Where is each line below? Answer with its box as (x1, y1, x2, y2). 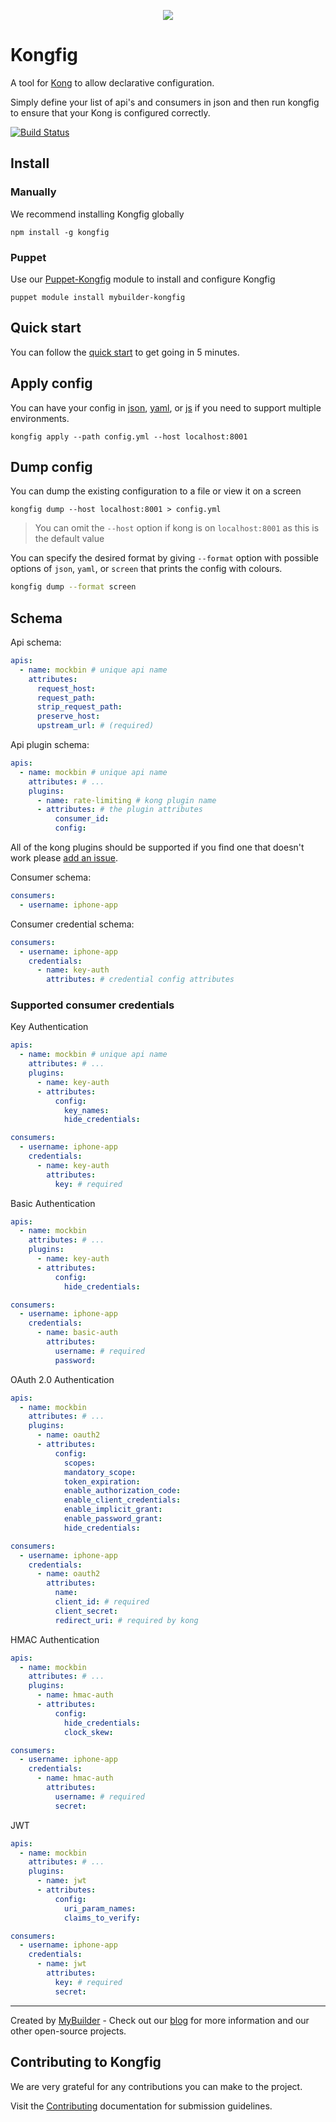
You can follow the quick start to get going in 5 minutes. (10, 346, 240, 358)
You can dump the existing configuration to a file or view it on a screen (10, 485, 302, 497)
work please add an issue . (10, 852, 118, 864)
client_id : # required (54, 1597, 150, 1607)
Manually (10, 185, 57, 199)
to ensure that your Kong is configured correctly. (10, 106, 211, 119)
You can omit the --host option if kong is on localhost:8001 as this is (34, 522, 320, 534)
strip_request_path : (36, 702, 123, 712)
